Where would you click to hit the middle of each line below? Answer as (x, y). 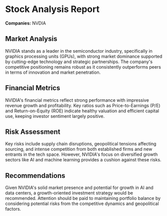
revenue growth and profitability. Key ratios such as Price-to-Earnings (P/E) (83, 105)
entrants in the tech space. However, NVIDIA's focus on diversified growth (81, 154)
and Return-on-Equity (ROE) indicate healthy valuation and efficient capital (82, 111)
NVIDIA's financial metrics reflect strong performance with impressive (77, 100)
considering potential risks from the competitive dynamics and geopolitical (82, 203)
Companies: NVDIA (25, 23)
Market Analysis (31, 39)
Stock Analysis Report (52, 9)
